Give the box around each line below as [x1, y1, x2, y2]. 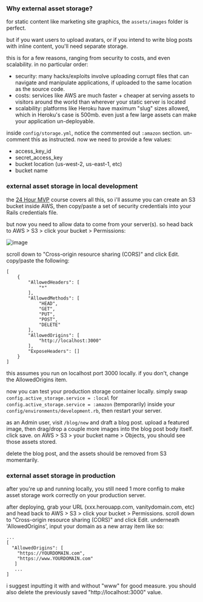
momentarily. [6, 456, 39, 463]
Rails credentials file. [6, 209, 58, 216]
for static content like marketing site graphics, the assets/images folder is [6, 18, 189, 25]
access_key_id [15, 147, 52, 155]
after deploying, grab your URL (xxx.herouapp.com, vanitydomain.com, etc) [6, 503, 195, 510]
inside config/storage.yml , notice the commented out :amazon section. [6, 129, 182, 137]
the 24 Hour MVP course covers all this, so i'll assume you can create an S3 [6, 196, 196, 203]
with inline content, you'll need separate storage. [6, 42, 128, 50]
